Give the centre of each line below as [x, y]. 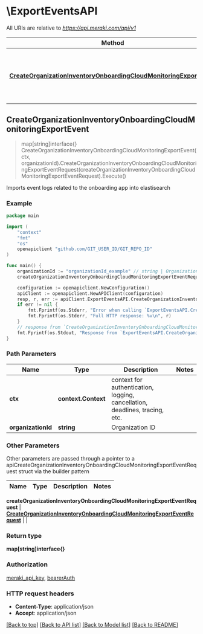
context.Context [82, 398]
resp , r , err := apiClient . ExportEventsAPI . [74, 299]
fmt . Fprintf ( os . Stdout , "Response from [67, 333]
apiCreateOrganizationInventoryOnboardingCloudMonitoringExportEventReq [101, 465]
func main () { [24, 266]
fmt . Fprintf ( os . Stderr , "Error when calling [85, 310]
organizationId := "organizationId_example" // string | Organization [108, 271]
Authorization [27, 564]
